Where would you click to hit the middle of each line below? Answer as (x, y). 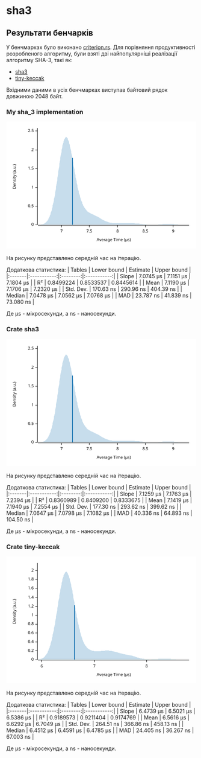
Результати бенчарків (50, 33)
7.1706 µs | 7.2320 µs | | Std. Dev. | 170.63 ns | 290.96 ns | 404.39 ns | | (94, 289)
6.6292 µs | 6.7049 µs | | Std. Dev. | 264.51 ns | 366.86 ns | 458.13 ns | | (95, 724)
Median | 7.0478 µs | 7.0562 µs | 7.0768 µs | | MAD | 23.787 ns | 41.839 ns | (99, 296)
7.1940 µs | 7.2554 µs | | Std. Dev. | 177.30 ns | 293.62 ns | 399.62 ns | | (94, 506)
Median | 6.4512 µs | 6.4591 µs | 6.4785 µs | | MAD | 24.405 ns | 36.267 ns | (100, 730)
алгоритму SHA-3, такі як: (39, 60)
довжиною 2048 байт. (35, 96)
